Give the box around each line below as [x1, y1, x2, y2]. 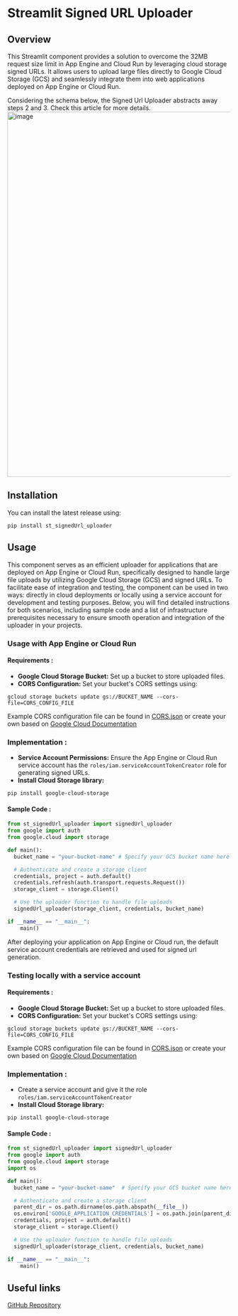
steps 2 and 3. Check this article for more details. [7, 104, 151, 112]
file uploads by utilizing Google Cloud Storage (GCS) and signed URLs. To [7, 575, 223, 584]
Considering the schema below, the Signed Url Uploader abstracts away [7, 96, 218, 105]
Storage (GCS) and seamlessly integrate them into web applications [7, 75, 205, 83]
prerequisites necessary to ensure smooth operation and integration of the [7, 613, 225, 621]
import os [7, 1165, 37, 1172]
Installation [7, 489, 58, 502]
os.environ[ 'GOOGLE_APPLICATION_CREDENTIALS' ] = [13, 1210, 160, 1217]
